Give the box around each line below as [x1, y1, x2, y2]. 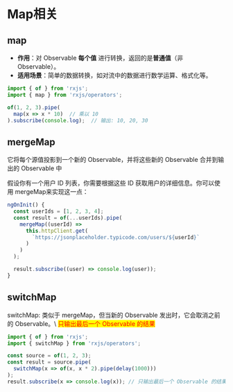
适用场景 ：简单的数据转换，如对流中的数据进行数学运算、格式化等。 [17, 71, 212, 79]
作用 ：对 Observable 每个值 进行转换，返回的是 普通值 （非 [17, 54, 184, 62]
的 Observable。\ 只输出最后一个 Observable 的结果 [7, 319, 156, 327]
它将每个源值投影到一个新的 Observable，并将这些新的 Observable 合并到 [7, 156, 218, 164]
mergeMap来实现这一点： [15, 188, 89, 196]
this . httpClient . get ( [25, 227, 89, 234]
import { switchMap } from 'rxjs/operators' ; [7, 340, 141, 347]
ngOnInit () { [7, 202, 45, 209]
